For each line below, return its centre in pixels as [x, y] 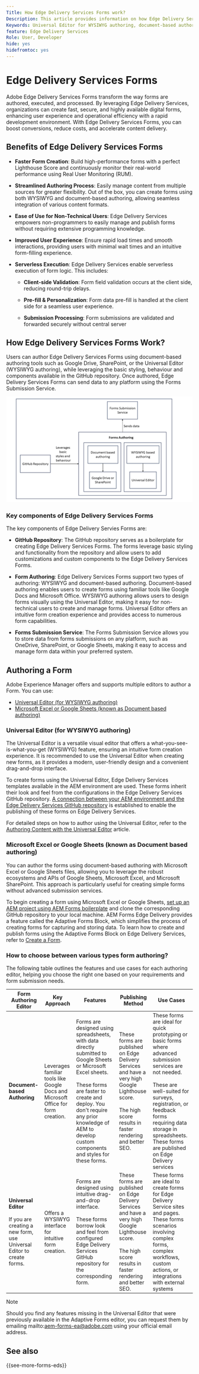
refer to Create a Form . [34, 940]
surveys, [163, 1097]
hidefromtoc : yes [28, 51]
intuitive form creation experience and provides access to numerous [98, 614]
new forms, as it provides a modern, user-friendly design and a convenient [97, 762]
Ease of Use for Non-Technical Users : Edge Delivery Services [91, 216]
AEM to [85, 1129]
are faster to [91, 1091]
